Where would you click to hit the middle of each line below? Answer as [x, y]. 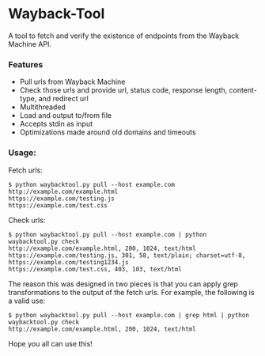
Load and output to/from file [66, 116]
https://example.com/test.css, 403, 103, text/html [95, 269]
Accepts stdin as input [56, 124]
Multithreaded [42, 107]
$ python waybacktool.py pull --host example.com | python [108, 234]
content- [243, 90]
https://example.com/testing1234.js [68, 262]
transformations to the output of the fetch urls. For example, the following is [131, 292]
